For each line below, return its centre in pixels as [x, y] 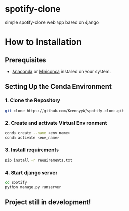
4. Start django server [31, 172]
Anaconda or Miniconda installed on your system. [61, 71]
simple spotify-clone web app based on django [52, 22]
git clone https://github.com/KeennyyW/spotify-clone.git [64, 111]
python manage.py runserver [33, 187]
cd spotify [16, 183]
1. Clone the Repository [33, 100]
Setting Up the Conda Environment [58, 87]
